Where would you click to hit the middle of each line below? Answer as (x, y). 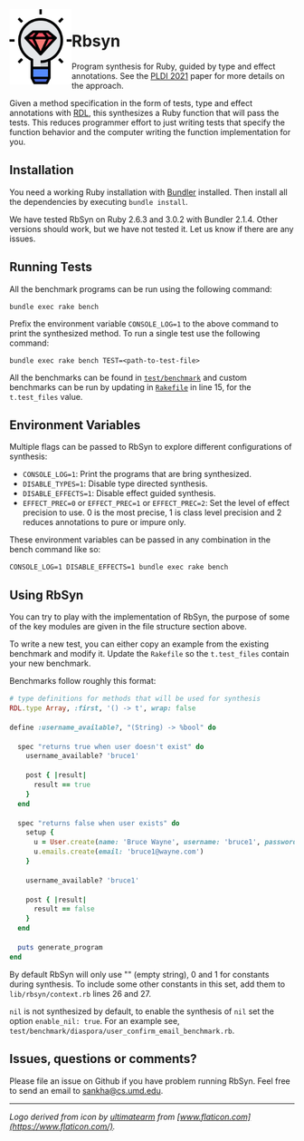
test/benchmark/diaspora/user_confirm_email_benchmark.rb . (122, 1030)
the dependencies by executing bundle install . (99, 201)
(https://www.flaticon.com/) (61, 1126)
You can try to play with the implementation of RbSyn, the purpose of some (150, 617)
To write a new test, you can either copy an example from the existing (139, 644)
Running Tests (51, 267)
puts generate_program (60, 947)
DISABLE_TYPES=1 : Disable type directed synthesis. (115, 483)
